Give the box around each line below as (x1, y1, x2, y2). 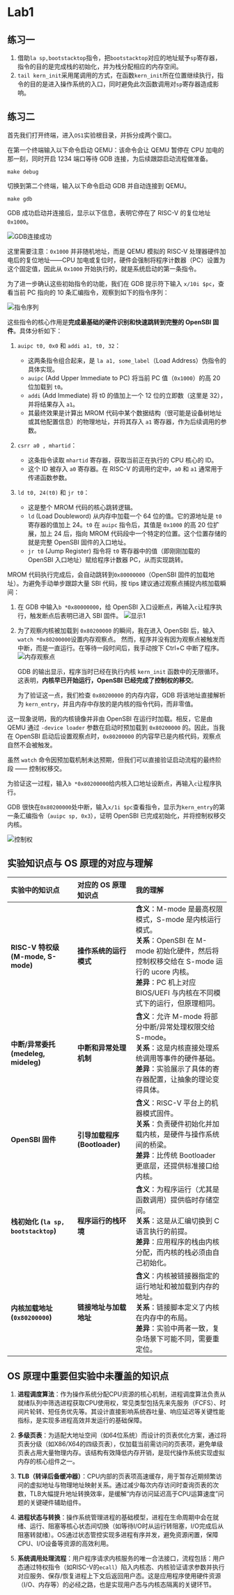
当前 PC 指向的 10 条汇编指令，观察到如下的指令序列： (13, 288, 169, 296)
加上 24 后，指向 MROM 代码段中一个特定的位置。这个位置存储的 (40, 529, 227, 537)
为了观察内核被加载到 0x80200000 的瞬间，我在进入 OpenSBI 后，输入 (17, 626, 215, 635)
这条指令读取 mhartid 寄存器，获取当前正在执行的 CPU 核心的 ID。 (27, 456, 218, 464)
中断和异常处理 (77, 1043, 127, 1053)
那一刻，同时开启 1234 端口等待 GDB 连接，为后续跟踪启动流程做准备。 (7, 154, 212, 163)
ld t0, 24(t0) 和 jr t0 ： (17, 488, 90, 496)
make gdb (7, 195, 33, 203)
